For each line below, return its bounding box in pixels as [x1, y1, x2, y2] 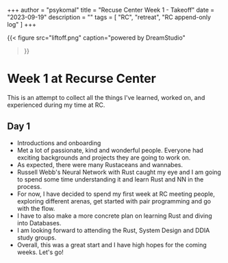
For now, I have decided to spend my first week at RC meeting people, [16, 190, 216, 198]
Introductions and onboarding [16, 138, 101, 147]
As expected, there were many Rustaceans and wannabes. [16, 160, 183, 168]
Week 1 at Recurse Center [7, 71, 156, 86]
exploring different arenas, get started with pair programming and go [16, 197, 211, 205]
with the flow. [16, 204, 55, 212]
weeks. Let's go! [16, 248, 64, 256]
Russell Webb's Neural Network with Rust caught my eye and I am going [16, 168, 221, 176]
